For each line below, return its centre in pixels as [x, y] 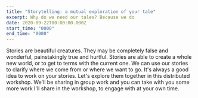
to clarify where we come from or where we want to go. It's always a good [98, 69]
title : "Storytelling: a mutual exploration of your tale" [81, 12]
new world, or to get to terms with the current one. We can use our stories [97, 64]
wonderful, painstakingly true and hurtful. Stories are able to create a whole [99, 57]
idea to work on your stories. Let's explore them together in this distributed [98, 76]
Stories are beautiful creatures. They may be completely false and [87, 50]
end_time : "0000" [28, 34]
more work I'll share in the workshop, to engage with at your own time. [93, 88]
